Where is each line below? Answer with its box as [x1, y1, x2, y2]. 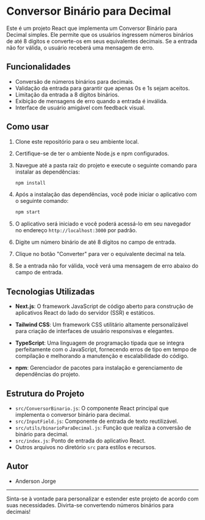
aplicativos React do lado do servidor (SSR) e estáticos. [15, 309, 156, 317]
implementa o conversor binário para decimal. [15, 411, 131, 418]
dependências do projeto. [15, 371, 81, 378]
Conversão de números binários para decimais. [15, 78, 134, 85]
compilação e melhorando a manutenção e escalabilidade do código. [15, 353, 189, 360]
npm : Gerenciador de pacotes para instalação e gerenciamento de [15, 364, 183, 372]
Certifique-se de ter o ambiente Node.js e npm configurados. [15, 150, 170, 157]
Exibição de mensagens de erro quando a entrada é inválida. [15, 97, 168, 104]
